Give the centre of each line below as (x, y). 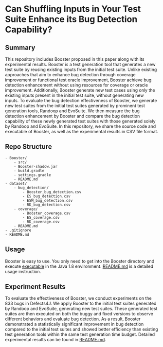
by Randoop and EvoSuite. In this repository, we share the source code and (81, 126)
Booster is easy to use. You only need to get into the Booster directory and (80, 261)
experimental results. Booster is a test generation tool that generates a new (80, 64)
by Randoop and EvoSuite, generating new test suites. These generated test (81, 309)
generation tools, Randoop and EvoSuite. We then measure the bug (72, 111)
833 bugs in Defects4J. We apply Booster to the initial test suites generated (81, 304)
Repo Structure (28, 147)
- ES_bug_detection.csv (46, 196)
